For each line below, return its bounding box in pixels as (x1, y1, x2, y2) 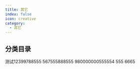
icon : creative (5, 16, 36, 21)
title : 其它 (5, 7, 28, 12)
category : (5, 21, 26, 26)
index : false (5, 12, 32, 17)
